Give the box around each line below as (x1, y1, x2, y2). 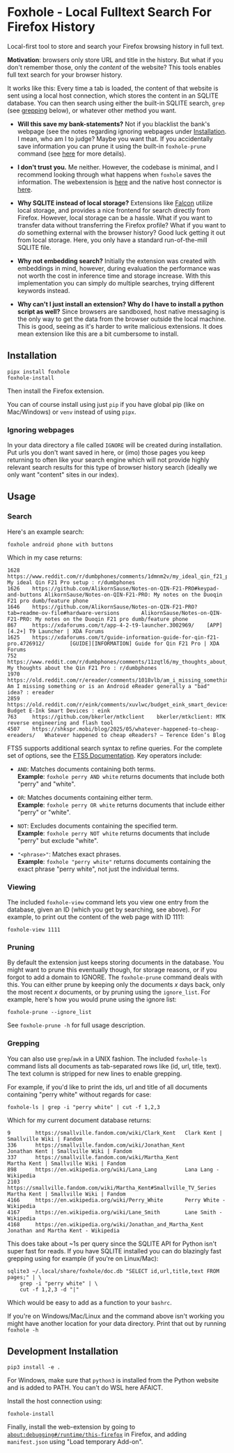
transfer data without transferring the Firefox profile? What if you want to (17, 221, 226, 229)
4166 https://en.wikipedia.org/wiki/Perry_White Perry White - (7, 1196, 226, 1204)
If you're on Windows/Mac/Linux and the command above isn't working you (7, 1311, 225, 1320)
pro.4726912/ (7, 640, 45, 647)
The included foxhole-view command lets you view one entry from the (7, 898, 209, 907)
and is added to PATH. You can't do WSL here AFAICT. (7, 1383, 164, 1392)
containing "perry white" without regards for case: (7, 1090, 152, 1098)
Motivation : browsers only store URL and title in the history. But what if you (7, 55, 224, 64)
